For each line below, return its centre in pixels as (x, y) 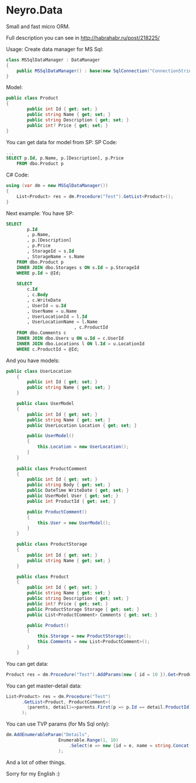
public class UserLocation (39, 371)
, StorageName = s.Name (56, 256)
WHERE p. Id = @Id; (39, 273)
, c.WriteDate (44, 300)
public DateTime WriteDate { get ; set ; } (78, 491)
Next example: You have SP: (40, 213)
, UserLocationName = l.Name (62, 322)
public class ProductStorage (52, 544)
